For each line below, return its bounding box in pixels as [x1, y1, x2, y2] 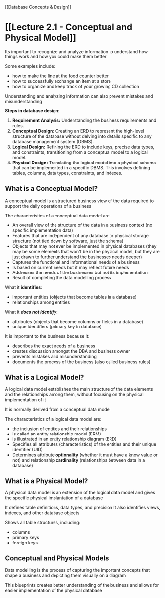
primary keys [12, 535, 40, 541]
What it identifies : [5, 284, 42, 290]
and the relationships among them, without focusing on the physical [5, 391, 144, 397]
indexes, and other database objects [5, 510, 80, 516]
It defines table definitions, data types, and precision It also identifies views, [5, 505, 160, 511]
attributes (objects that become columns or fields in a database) [12, 318, 144, 324]
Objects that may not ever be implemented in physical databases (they [12, 243, 157, 249]
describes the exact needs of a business [12, 343, 96, 349]
